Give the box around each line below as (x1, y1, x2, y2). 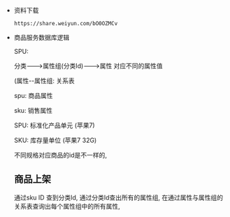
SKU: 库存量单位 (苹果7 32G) (13, 136, 97, 144)
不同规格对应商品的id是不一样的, (13, 151, 107, 159)
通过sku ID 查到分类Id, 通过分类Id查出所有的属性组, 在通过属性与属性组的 (13, 193, 224, 202)
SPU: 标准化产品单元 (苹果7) (13, 121, 96, 129)
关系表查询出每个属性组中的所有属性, (13, 202, 120, 210)
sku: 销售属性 (13, 106, 53, 114)
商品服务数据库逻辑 (13, 34, 70, 41)
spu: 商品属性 (13, 92, 54, 99)
